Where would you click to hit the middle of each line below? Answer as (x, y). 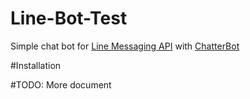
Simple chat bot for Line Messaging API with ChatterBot (125, 46)
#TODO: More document (61, 84)
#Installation (36, 65)
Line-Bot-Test (69, 18)
